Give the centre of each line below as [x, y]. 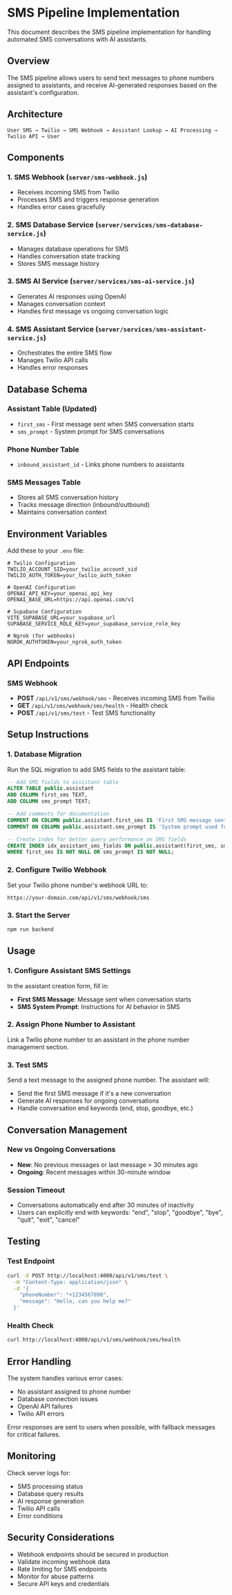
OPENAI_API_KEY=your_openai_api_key [60, 594]
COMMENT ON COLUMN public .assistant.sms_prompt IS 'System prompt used [112, 827]
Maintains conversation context [62, 512]
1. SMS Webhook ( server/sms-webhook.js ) [77, 177]
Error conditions [40, 1515]
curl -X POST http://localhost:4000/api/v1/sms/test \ [88, 1276]
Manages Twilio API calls [52, 360]
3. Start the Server [39, 915]
